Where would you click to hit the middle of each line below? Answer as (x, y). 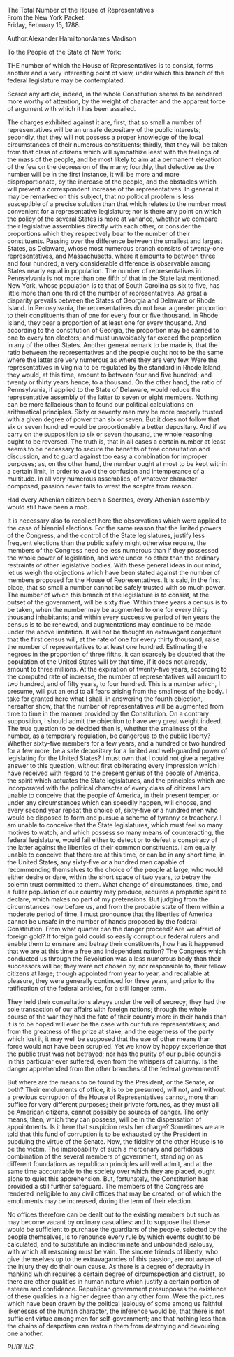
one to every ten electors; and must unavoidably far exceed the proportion (114, 338)
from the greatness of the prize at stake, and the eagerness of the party (111, 1031)
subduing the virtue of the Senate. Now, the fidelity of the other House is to (115, 1141)
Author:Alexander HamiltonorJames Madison (72, 38)
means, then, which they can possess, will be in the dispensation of (104, 1119)
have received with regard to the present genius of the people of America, (114, 773)
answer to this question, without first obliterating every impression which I (114, 765)
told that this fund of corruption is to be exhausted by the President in (107, 1134)
